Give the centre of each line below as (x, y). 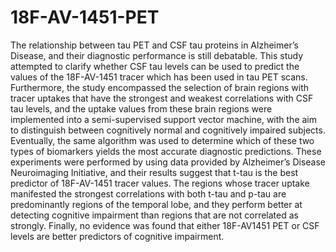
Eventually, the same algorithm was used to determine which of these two (162, 140)
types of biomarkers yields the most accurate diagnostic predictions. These (166, 151)
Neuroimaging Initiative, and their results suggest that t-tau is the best (154, 172)
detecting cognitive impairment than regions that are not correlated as (154, 215)
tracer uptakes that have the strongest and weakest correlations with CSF (162, 98)
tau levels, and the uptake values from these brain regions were (141, 108)
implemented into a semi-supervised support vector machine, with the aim (164, 119)
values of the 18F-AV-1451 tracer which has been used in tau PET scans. (159, 77)
